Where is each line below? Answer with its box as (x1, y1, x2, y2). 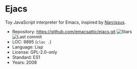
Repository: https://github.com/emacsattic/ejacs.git (12, 28, 116, 34)
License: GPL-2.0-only (12, 49, 58, 55)
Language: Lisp (12, 44, 43, 50)
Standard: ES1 (12, 54, 40, 60)
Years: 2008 (12, 59, 37, 65)
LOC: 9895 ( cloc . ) (12, 39, 52, 44)
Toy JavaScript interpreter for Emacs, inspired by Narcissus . (5, 19, 126, 25)
